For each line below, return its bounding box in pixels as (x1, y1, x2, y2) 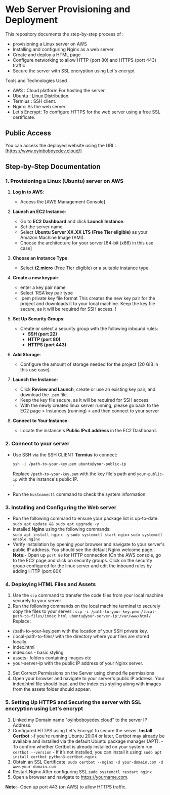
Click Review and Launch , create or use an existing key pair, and (20, 386, 156, 393)
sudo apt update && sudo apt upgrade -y (12, 521, 99, 527)
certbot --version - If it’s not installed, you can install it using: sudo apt (12, 749, 162, 755)
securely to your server (12, 598, 62, 604)
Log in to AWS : (12, 189, 45, 195)
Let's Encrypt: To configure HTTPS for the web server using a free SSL (12, 109, 161, 115)
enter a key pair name (20, 284, 66, 290)
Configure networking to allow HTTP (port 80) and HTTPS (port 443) (12, 57, 157, 63)
